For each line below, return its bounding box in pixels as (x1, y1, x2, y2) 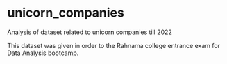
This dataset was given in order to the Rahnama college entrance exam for (7, 41, 221, 49)
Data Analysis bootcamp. (7, 49, 79, 57)
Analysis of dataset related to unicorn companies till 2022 (7, 28, 172, 36)
